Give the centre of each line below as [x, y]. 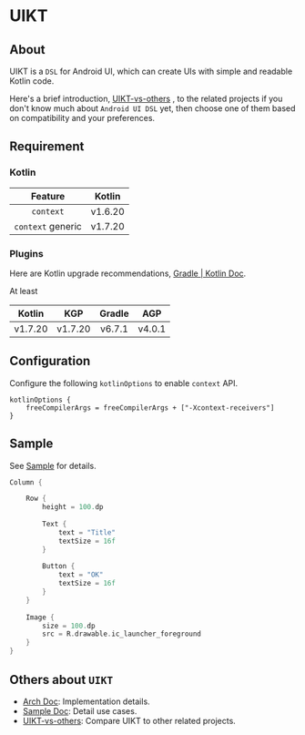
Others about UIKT [61, 679]
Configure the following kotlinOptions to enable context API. [124, 383]
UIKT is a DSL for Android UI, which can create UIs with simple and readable [151, 71]
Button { [59, 567]
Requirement [47, 147]
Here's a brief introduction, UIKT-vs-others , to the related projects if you [146, 98]
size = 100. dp [69, 626]
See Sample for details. [53, 465]
